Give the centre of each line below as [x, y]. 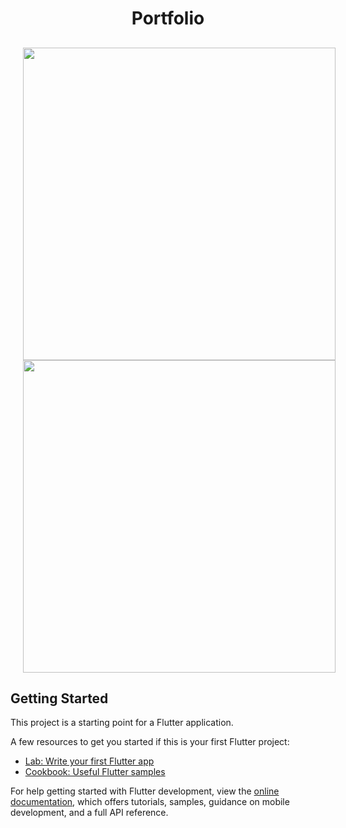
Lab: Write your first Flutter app [89, 761]
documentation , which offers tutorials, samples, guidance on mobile [150, 802]
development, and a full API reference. [89, 813]
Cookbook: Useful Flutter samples [95, 772]
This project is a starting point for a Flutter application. [122, 723]
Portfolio [168, 18]
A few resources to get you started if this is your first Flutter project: [150, 742]
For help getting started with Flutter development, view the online [145, 791]
